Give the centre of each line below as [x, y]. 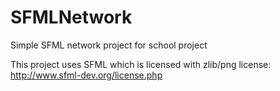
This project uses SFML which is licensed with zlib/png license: [141, 64]
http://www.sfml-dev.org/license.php [86, 75]
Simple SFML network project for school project [109, 45]
